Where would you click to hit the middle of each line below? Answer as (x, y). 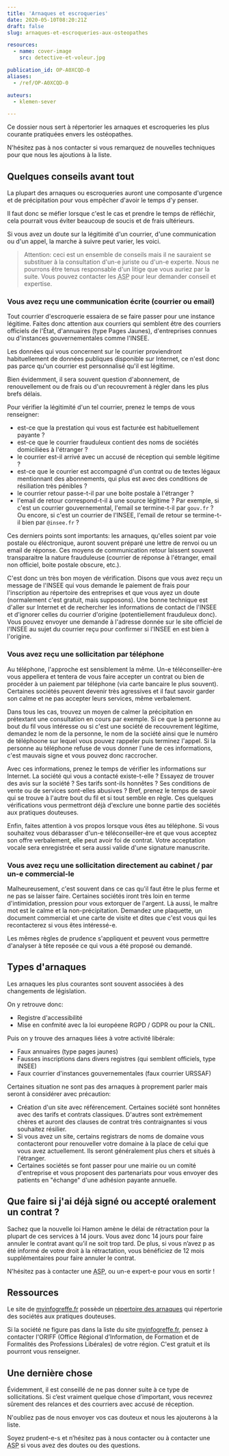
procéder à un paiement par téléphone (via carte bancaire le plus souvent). (113, 683)
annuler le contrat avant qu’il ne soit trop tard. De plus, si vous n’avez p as (111, 1243)
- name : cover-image (42, 51)
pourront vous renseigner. (44, 1352)
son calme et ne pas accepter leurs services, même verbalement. (99, 698)
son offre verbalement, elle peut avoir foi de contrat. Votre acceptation (106, 840)
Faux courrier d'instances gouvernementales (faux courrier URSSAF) (114, 1073)
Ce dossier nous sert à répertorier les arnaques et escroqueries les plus (108, 127)
